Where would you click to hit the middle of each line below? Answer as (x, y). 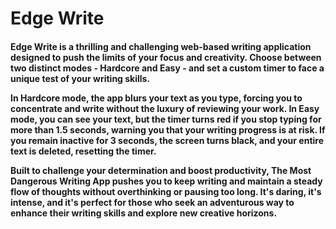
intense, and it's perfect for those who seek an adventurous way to (152, 202)
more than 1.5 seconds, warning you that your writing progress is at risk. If (168, 129)
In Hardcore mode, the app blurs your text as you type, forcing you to (156, 98)
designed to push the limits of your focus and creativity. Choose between (166, 57)
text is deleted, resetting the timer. (83, 151)
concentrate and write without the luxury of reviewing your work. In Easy (165, 108)
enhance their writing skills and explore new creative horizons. (144, 213)
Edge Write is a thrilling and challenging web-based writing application (161, 46)
